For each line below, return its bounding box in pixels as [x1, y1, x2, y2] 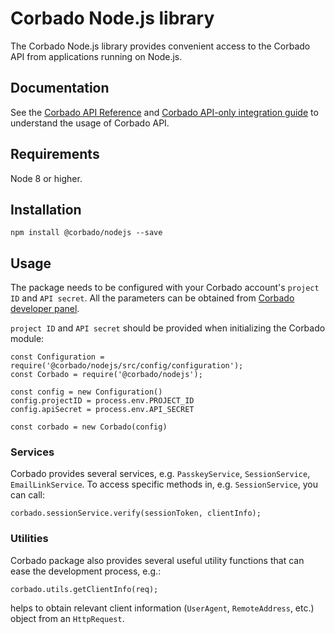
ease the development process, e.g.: [10, 565, 162, 577]
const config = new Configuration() [10, 387, 163, 397]
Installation [10, 201, 82, 218]
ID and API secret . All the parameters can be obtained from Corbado [10, 292, 295, 304]
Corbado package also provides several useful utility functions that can [10, 554, 305, 566]
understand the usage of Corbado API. [10, 117, 170, 129]
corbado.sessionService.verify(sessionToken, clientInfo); [10, 508, 262, 519]
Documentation [10, 80, 110, 97]
